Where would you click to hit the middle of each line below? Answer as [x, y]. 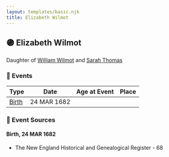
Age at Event [95, 91]
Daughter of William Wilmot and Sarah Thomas [64, 60]
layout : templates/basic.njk [43, 12]
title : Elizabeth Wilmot [37, 18]
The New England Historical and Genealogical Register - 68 [89, 147]
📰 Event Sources [31, 120]
